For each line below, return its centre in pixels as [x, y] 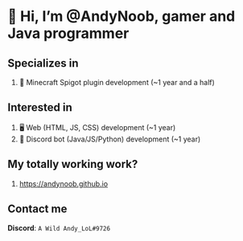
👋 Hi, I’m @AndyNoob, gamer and [121, 16]
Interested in [40, 108]
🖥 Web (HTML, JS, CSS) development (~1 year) [97, 127]
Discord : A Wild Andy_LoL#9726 [59, 228]
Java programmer [68, 33]
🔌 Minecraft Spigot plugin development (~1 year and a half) [117, 82]
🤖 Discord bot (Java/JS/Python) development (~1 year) [110, 139]
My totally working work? [73, 164]
